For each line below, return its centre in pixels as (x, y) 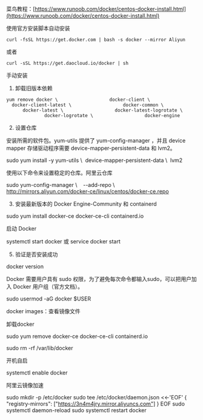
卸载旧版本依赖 (34, 88)
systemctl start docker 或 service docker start (64, 241)
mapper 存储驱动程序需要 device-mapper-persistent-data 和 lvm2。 (91, 148)
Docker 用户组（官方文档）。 (48, 286)
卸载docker (20, 324)
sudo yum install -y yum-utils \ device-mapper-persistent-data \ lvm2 (95, 160)
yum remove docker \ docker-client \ (78, 100)
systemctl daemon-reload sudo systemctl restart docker (76, 410)
